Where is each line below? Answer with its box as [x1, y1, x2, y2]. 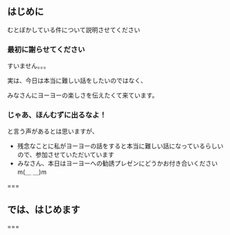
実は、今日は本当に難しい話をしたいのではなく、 [7, 76, 147, 85]
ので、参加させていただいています [17, 150, 114, 159]
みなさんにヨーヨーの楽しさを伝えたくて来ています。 [7, 92, 159, 100]
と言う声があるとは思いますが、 [7, 127, 98, 136]
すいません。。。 [7, 62, 50, 70]
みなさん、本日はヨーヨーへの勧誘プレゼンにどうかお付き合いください [17, 159, 218, 168]
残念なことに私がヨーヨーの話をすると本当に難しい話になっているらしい [17, 142, 224, 150]
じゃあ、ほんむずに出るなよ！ [7, 110, 107, 120]
